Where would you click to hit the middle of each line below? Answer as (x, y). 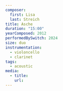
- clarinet (21, 57)
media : (12, 71)
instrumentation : (24, 48)
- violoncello (25, 52)
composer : (16, 10)
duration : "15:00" (25, 29)
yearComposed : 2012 (26, 33)
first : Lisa (23, 15)
